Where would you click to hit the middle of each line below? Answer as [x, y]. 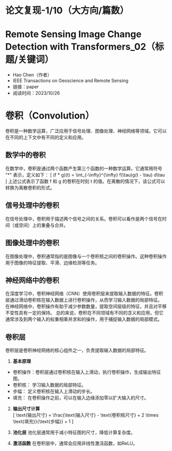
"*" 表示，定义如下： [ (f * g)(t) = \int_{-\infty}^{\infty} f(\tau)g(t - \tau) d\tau [85, 174]
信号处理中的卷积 [32, 205]
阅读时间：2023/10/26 [36, 93]
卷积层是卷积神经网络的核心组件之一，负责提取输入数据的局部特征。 [77, 350]
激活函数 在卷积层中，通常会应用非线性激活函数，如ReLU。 [75, 443]
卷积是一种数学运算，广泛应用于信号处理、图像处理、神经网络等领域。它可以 [86, 131]
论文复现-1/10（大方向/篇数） [67, 11]
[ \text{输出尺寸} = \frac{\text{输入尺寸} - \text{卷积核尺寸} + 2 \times [85, 415]
